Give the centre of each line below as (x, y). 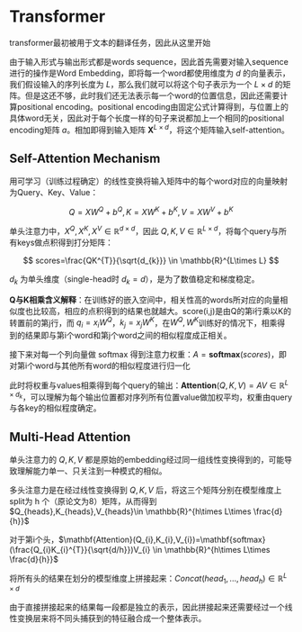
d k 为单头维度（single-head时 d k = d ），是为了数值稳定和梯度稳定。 (134, 280)
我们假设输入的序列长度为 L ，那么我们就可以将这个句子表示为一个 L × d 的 (146, 84)
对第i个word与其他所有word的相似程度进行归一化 (100, 366)
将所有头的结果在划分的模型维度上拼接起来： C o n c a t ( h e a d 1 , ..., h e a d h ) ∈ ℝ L (148, 579)
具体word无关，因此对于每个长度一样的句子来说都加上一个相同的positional (147, 118)
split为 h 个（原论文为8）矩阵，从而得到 (83, 501)
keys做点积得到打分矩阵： (65, 242)
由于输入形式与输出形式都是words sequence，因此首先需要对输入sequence (149, 61)
